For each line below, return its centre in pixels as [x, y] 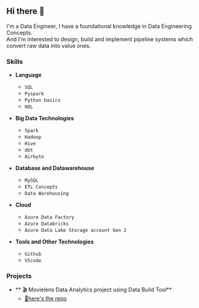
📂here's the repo [45, 299]
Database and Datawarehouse [55, 168]
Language [28, 75]
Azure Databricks [47, 224]
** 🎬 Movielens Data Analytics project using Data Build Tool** [93, 290]
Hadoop [33, 137]
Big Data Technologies [45, 118]
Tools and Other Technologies [54, 242]
